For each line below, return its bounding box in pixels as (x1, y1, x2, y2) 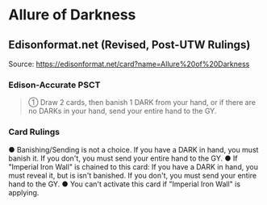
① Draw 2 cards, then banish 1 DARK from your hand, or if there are (27, 98, 257, 107)
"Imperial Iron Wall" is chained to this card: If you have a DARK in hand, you (8, 161, 258, 171)
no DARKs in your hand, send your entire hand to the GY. (27, 107, 217, 116)
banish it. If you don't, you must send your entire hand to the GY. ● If (8, 153, 238, 163)
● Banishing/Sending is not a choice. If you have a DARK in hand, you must (8, 144, 259, 154)
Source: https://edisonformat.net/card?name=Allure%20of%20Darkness (8, 59, 250, 69)
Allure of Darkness (8, 6, 136, 24)
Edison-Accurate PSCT (8, 79, 101, 90)
